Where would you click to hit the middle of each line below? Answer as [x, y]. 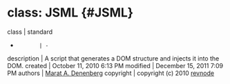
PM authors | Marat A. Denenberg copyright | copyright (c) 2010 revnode [111, 73]
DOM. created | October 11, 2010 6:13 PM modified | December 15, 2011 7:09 [115, 65]
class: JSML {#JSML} [70, 13]
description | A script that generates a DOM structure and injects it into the [113, 58]
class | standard [30, 32]
